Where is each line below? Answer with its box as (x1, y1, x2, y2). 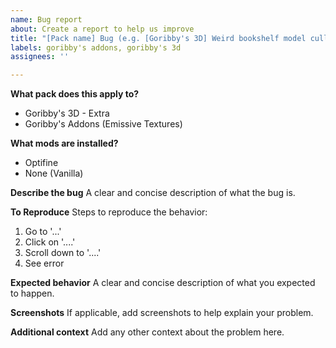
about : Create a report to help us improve (10, 24, 195, 34)
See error (24, 257, 65, 270)
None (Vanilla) (24, 167, 84, 180)
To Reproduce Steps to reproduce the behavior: (10, 206, 208, 218)
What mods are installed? (10, 137, 119, 150)
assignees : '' (10, 52, 70, 62)
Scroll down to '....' (24, 247, 102, 259)
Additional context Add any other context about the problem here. (10, 326, 285, 338)
